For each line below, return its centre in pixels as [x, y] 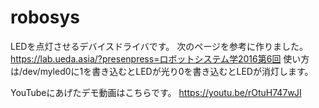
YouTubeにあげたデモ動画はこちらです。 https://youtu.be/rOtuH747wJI [156, 92]
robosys [45, 17]
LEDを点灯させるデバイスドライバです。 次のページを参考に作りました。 [159, 46]
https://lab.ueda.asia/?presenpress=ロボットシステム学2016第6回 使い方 [160, 58]
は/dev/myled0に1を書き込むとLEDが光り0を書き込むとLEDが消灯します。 [162, 71]
